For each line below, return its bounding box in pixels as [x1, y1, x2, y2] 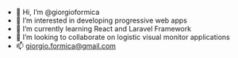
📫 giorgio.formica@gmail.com [15, 42, 117, 50]
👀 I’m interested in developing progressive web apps [15, 16, 188, 25]
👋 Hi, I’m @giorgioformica [15, 8, 100, 16]
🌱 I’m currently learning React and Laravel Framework [15, 24, 192, 33]
